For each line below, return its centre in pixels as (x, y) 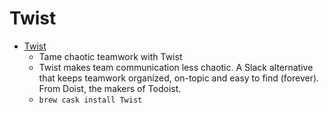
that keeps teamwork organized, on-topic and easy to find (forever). (179, 78)
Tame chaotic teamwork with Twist (110, 56)
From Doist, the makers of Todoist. (110, 88)
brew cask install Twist (90, 100)
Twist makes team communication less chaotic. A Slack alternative (176, 67)
